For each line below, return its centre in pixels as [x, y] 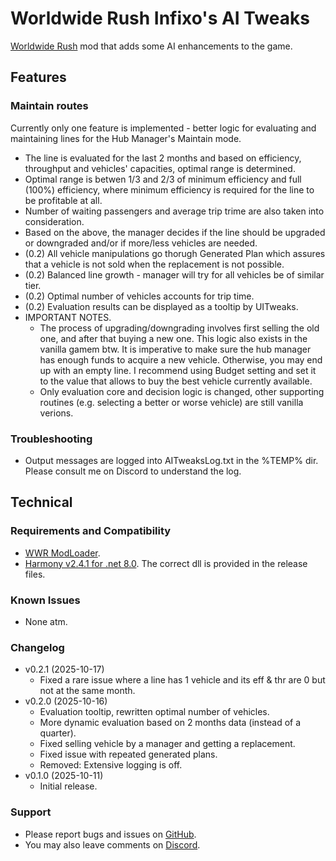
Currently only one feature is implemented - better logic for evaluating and [163, 128]
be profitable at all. [63, 200]
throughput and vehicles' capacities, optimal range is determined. [160, 168]
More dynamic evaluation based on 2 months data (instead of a [170, 723]
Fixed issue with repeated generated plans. [128, 754]
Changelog [37, 647]
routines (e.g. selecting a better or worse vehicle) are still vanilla [171, 402]
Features [38, 77]
